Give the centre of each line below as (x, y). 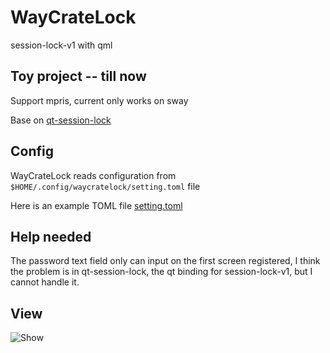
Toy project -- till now (78, 76)
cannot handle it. (45, 282)
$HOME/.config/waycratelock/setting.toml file (105, 186)
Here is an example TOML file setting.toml (96, 205)
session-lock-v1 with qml (61, 45)
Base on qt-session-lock (61, 120)
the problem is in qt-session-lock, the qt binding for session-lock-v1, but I (161, 272)
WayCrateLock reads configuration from (93, 175)
